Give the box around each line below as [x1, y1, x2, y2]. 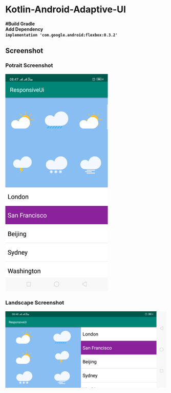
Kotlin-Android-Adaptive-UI [5, 4, 126, 15]
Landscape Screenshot [5, 299, 65, 307]
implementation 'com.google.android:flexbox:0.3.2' [5, 32, 118, 38]
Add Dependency [5, 26, 44, 32]
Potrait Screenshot [5, 62, 53, 69]
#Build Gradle [5, 21, 35, 27]
